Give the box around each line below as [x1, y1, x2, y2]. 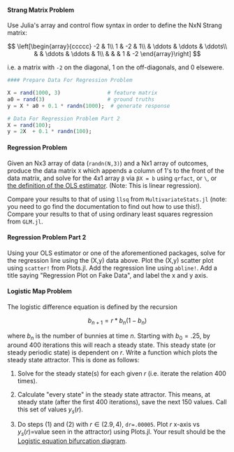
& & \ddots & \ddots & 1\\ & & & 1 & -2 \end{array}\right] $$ [34, 50, 201, 58]
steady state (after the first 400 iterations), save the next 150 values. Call [17, 397, 227, 406]
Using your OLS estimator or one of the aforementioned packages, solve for [7, 249, 226, 257]
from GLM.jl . [7, 217, 43, 226]
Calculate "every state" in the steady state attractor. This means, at [17, 390, 211, 399]
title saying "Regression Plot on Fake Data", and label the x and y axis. [7, 270, 208, 280]
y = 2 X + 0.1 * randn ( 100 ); [7, 128, 92, 135]
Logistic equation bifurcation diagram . [17, 437, 127, 445]
